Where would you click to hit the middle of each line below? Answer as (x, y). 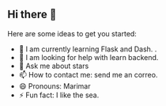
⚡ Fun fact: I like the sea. (59, 95)
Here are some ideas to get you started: (72, 33)
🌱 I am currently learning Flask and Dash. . (88, 49)
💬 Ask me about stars (54, 66)
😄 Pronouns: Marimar (55, 86)
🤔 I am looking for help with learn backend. (89, 57)
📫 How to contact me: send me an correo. (88, 74)
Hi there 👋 (32, 15)
